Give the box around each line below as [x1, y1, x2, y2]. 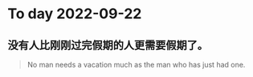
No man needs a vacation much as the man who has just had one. [27, 60, 246, 69]
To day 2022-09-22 [7, 5, 142, 23]
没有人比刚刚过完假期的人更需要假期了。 [7, 38, 208, 52]
